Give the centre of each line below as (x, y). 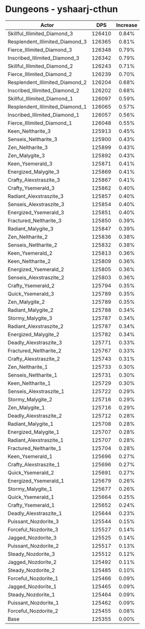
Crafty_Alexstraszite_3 (34, 180)
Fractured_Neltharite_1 (34, 448)
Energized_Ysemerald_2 (36, 269)
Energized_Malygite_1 (34, 432)
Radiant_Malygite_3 (31, 229)
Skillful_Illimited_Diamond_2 (40, 66)
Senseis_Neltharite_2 (32, 245)
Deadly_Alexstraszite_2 (35, 415)
